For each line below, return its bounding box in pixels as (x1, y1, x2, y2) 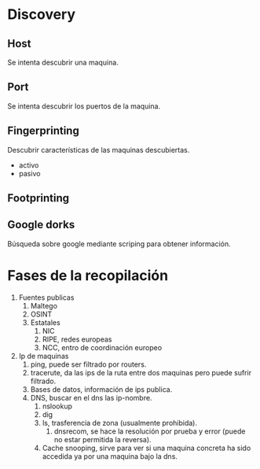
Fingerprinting (7, 124, 79, 138)
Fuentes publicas (18, 293, 75, 302)
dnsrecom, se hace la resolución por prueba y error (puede (53, 427, 246, 436)
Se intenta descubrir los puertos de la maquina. (7, 101, 161, 111)
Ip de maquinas (18, 351, 69, 360)
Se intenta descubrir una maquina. (7, 57, 119, 67)
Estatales (30, 317, 60, 327)
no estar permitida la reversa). (53, 434, 152, 444)
